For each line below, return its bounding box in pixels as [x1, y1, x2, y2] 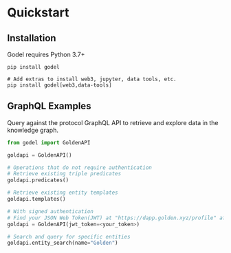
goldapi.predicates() [7, 177, 69, 184]
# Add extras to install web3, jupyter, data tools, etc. [7, 76, 177, 82]
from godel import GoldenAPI [7, 139, 91, 146]
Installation [7, 32, 56, 44]
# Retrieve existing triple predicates [7, 170, 122, 177]
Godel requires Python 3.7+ [7, 50, 85, 58]
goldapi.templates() [7, 196, 67, 203]
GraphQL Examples [7, 100, 91, 112]
